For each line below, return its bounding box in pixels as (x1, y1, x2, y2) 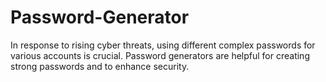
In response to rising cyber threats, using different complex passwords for (10, 39, 316, 51)
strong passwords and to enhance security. (10, 60, 190, 72)
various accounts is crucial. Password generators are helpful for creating (10, 49, 310, 61)
